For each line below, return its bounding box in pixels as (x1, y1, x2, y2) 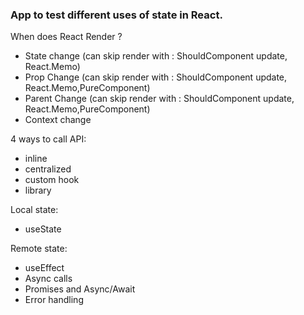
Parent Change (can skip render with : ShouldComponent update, (24, 93, 295, 105)
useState (24, 223, 62, 235)
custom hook (24, 174, 80, 186)
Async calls (24, 273, 73, 285)
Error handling (24, 294, 84, 306)
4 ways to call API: (10, 133, 87, 145)
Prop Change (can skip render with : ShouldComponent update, (24, 71, 288, 83)
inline (24, 153, 48, 165)
